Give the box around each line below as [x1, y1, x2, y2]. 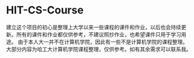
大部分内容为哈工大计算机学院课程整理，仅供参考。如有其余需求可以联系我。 [6, 45, 192, 53]
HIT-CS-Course [6, 4, 84, 17]
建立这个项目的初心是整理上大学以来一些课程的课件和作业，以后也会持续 [6, 23, 181, 30]
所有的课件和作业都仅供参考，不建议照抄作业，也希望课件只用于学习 [16, 30, 181, 38]
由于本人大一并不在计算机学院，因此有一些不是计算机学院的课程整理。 [17, 38, 188, 45]
